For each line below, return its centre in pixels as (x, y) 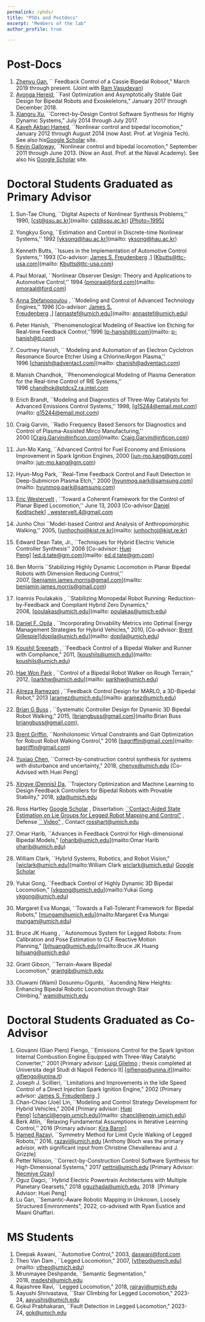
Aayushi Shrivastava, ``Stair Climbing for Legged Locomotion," (94, 1293)
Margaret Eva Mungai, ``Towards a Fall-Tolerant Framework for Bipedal (105, 908)
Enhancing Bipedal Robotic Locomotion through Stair (82, 989)
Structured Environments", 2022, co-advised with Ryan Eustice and (100, 1206)
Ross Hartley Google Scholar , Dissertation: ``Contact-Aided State (98, 809)
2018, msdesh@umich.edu (49, 1280)
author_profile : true (34, 29)
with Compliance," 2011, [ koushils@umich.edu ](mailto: (84, 655)
